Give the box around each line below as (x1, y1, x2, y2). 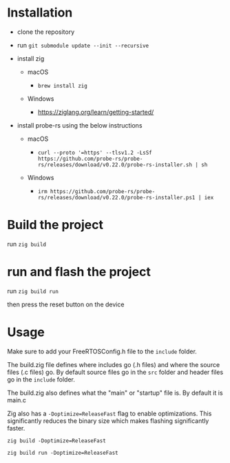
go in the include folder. (7, 375, 76, 384)
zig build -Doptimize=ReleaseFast (7, 437, 107, 444)
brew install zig (37, 82, 87, 89)
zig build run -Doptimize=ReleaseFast (7, 449, 118, 456)
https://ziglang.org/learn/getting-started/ (37, 108, 154, 116)
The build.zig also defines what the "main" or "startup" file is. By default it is (7, 388, 223, 397)
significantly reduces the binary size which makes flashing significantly (7, 416, 209, 425)
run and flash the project (7, 264, 151, 280)
